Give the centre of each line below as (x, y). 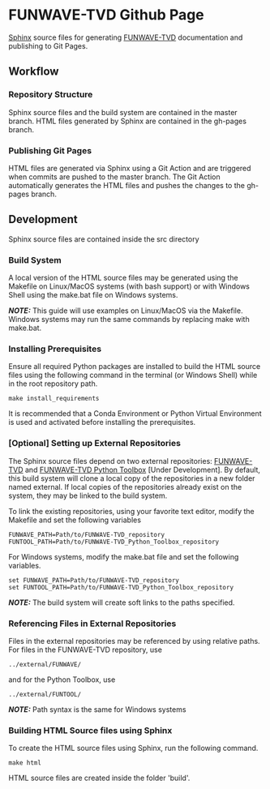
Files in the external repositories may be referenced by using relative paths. (135, 641)
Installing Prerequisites (55, 349)
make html (25, 763)
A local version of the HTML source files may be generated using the (123, 278)
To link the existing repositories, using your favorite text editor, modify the (132, 511)
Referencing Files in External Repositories (92, 624)
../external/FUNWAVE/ (45, 664)
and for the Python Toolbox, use (62, 680)
